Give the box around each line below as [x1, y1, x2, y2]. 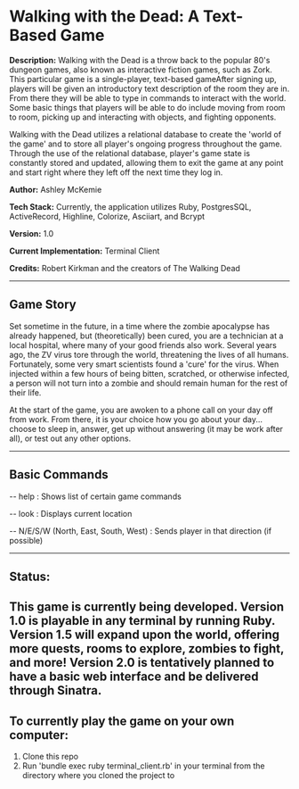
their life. [9, 386, 42, 398]
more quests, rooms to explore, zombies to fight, [9, 641, 285, 657]
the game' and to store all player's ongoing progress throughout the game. [9, 138, 283, 149]
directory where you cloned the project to [21, 770, 175, 781]
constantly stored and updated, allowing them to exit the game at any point [9, 157, 284, 168]
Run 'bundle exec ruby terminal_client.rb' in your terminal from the [21, 760, 265, 771]
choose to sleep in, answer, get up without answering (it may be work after [9, 423, 283, 434]
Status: [9, 569, 51, 584]
